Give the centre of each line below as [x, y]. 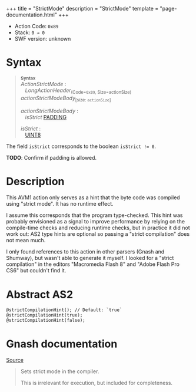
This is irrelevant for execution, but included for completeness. [96, 383]
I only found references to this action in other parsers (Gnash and [85, 252]
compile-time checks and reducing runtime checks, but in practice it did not [98, 228]
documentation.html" [32, 15]
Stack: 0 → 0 [30, 32]
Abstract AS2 [40, 294]
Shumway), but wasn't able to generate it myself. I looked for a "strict [90, 258]
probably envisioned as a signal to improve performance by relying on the [96, 222]
